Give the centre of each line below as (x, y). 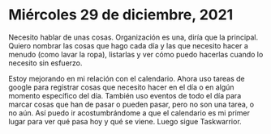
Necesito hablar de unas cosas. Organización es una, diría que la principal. (133, 37)
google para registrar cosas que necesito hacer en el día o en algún (121, 87)
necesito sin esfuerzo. (45, 63)
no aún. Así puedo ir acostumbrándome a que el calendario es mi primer (129, 113)
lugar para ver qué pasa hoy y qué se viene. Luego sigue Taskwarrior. (125, 121)
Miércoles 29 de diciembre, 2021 (121, 15)
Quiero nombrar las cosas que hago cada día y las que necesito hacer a (129, 45)
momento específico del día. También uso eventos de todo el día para (125, 95)
